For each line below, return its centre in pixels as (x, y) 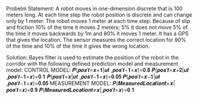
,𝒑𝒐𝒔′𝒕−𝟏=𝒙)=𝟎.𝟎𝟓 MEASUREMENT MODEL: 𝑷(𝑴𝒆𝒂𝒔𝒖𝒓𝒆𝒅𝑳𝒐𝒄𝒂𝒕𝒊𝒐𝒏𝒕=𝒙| (91, 83)
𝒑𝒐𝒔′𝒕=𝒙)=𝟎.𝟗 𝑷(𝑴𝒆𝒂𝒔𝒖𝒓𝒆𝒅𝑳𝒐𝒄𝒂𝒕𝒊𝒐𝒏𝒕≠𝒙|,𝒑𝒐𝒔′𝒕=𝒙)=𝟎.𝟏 (70, 90)
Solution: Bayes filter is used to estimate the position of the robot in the (92, 57)
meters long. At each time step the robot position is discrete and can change (99, 15)
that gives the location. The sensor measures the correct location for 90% (96, 40)
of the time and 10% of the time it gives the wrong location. (78, 46)
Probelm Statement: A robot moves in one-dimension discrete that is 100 (95, 9)
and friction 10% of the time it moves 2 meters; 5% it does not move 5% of (97, 27)
